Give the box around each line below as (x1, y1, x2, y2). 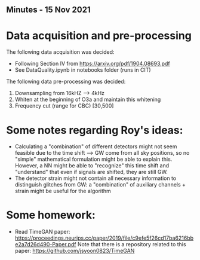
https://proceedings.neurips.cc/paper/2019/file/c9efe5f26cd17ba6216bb (14, 234, 194, 241)
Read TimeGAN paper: (14, 228, 70, 235)
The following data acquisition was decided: (6, 48, 115, 56)
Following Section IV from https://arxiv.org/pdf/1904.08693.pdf (14, 60, 170, 68)
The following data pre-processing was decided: (6, 78, 126, 85)
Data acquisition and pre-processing (6, 29, 192, 42)
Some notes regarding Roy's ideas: (6, 123, 183, 137)
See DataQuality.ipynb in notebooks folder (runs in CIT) (14, 66, 151, 74)
